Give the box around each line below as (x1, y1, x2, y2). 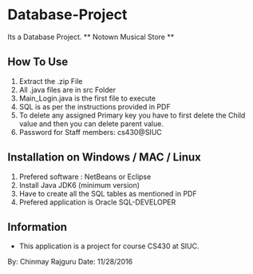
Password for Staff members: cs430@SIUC (18, 127, 163, 137)
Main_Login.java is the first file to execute (18, 93, 156, 103)
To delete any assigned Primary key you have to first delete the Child (18, 110, 246, 120)
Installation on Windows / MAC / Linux (7, 150, 201, 165)
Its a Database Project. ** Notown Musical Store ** (7, 32, 175, 42)
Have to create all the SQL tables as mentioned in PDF (18, 189, 197, 198)
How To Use (7, 55, 69, 69)
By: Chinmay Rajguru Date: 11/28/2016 (7, 257, 133, 267)
